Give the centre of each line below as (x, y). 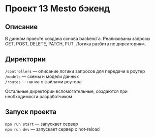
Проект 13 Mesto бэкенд (58, 9)
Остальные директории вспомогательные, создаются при (66, 91)
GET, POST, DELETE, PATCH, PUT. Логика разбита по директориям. (76, 44)
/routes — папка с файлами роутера (44, 81)
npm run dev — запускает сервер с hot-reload (52, 129)
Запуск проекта (31, 112)
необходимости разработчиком (39, 96)
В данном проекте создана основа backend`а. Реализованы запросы (78, 38)
